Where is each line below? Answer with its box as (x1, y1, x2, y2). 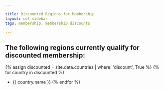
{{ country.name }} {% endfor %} (12, 79, 81, 85)
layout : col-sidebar (5, 16, 48, 21)
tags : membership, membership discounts (5, 21, 91, 26)
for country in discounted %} (5, 70, 65, 76)
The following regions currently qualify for (5, 43, 140, 52)
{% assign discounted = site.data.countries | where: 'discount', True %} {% (5, 64, 160, 70)
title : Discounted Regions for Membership (5, 11, 95, 16)
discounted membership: (5, 51, 86, 59)
